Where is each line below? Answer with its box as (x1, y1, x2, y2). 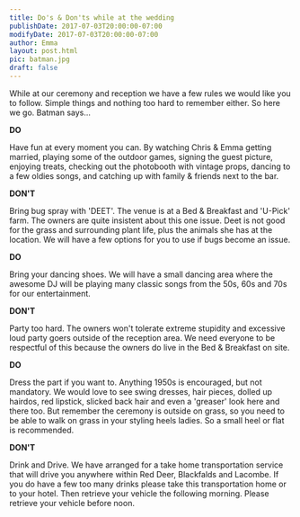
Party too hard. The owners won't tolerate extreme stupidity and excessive (9, 323, 286, 334)
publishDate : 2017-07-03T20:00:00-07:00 (9, 22, 163, 31)
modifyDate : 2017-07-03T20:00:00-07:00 (9, 30, 159, 39)
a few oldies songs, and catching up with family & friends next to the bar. (9, 170, 279, 181)
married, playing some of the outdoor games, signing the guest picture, (9, 151, 274, 162)
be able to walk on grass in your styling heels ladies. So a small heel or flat (9, 414, 285, 425)
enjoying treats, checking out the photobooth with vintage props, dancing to (9, 161, 291, 172)
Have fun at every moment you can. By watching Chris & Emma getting (9, 141, 272, 153)
